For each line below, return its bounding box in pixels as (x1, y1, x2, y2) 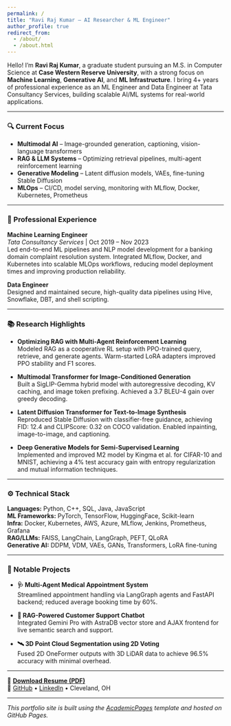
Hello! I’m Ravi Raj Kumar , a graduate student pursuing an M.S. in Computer (7, 61, 223, 69)
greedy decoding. (16, 394, 68, 403)
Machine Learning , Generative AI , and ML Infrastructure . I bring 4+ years (7, 76, 219, 83)
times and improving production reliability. (7, 267, 126, 276)
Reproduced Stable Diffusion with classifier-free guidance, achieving (16, 415, 212, 424)
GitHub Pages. (7, 711, 49, 720)
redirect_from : (7, 29, 51, 37)
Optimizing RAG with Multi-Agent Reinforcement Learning (16, 337, 187, 345)
